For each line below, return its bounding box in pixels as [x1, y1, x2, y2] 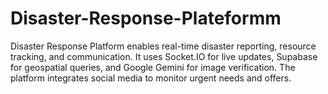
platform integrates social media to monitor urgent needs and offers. [10, 72, 292, 84]
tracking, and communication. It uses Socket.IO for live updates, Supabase [10, 50, 318, 62]
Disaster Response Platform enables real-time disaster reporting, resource [10, 40, 317, 52]
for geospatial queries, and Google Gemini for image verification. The [10, 61, 296, 73]
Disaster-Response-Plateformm [10, 7, 282, 30]
